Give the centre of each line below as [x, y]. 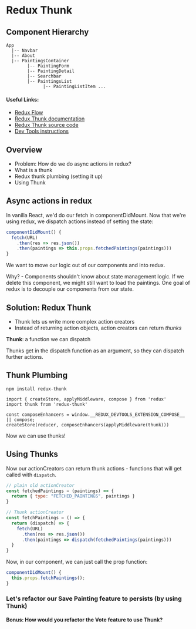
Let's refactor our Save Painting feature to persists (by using [94, 598]
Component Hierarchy [48, 32]
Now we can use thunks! [36, 436]
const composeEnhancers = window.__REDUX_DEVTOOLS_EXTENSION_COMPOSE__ [95, 415]
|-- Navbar [25, 51]
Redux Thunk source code [47, 125]
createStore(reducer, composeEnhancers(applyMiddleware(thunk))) [87, 425]
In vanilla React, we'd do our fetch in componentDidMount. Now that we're [96, 215]
